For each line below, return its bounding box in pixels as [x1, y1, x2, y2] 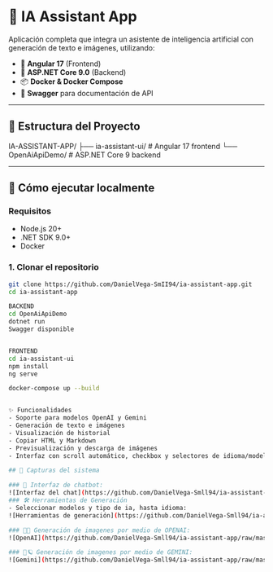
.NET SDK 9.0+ [19, 232, 71, 243]
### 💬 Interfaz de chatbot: [8, 481, 104, 490]
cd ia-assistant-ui [8, 354, 75, 363]
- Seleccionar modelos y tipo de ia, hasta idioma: [8, 504, 187, 512]
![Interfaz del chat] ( [8, 489, 85, 497]
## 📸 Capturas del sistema [8, 466, 100, 475]
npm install [8, 362, 49, 370]
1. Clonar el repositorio [8, 262, 99, 273]
